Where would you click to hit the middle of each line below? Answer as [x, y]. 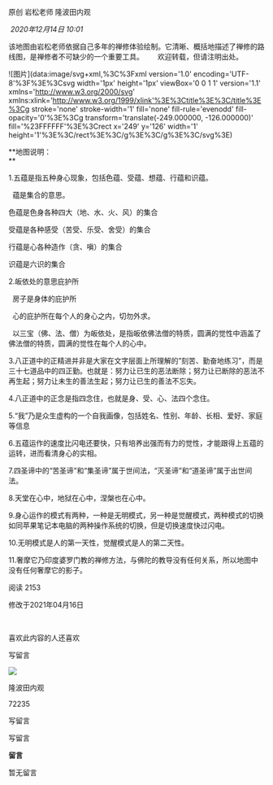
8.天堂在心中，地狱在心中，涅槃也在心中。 [79, 498]
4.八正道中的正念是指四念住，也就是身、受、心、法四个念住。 [111, 398]
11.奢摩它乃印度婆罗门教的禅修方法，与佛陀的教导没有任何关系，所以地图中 [133, 560]
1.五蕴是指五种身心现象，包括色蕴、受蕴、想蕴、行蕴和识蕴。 [110, 178]
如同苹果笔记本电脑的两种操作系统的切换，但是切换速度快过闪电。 [119, 526]
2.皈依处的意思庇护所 [44, 281]
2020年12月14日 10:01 [47, 29]
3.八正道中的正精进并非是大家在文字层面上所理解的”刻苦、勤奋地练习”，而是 [136, 361]
